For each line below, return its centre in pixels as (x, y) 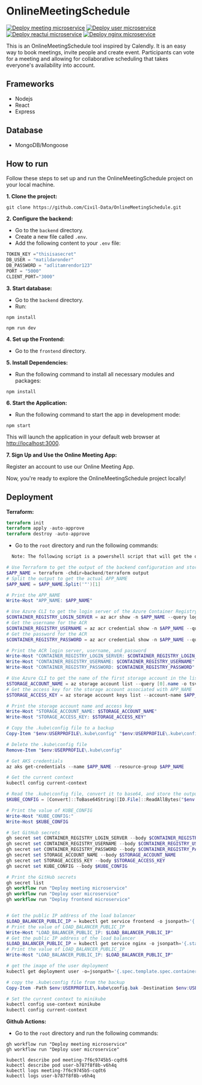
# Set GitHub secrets (33, 833)
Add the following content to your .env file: (68, 243)
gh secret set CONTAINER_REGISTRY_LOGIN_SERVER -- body (76, 838)
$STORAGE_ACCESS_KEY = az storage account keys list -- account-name (94, 695)
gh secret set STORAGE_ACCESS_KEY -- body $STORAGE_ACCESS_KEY (86, 861)
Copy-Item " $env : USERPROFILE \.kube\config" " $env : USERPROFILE (86, 734)
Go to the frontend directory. (50, 350)
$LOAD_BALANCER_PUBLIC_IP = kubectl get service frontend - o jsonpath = (98, 921)
